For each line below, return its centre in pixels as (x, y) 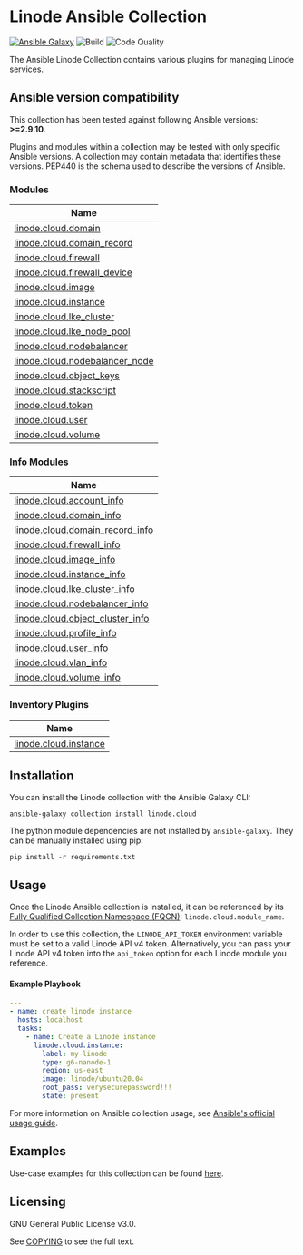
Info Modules (39, 462)
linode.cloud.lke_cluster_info (74, 589)
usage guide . (34, 1123)
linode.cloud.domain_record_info (84, 530)
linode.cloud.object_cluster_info (82, 619)
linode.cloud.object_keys (67, 376)
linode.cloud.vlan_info (60, 662)
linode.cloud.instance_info (70, 574)
